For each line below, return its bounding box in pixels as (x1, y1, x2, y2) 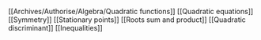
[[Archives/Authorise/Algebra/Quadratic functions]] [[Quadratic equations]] (8, 7, 254, 16)
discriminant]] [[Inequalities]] (8, 24, 103, 32)
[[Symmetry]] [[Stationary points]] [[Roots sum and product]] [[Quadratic (8, 15, 247, 24)
